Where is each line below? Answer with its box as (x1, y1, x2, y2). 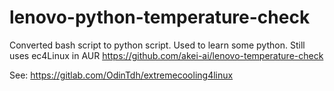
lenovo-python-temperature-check (9, 6, 311, 29)
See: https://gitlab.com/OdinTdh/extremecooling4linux (9, 69, 234, 81)
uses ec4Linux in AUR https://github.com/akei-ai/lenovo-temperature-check (9, 49, 324, 61)
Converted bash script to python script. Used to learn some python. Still (9, 39, 306, 51)
